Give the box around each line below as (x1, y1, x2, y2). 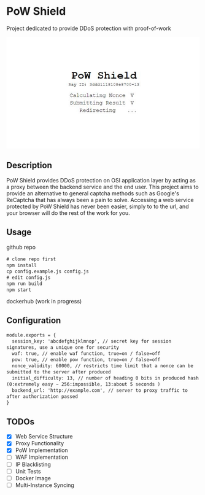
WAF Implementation (15, 453, 69, 461)
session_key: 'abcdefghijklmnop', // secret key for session (12, 338, 172, 345)
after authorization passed (6, 394, 79, 400)
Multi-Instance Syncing (15, 481, 75, 489)
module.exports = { (6, 332, 56, 338)
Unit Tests (15, 467, 41, 475)
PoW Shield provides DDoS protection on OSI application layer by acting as (6, 176, 196, 184)
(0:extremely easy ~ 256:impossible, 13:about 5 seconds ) (6, 381, 161, 388)
